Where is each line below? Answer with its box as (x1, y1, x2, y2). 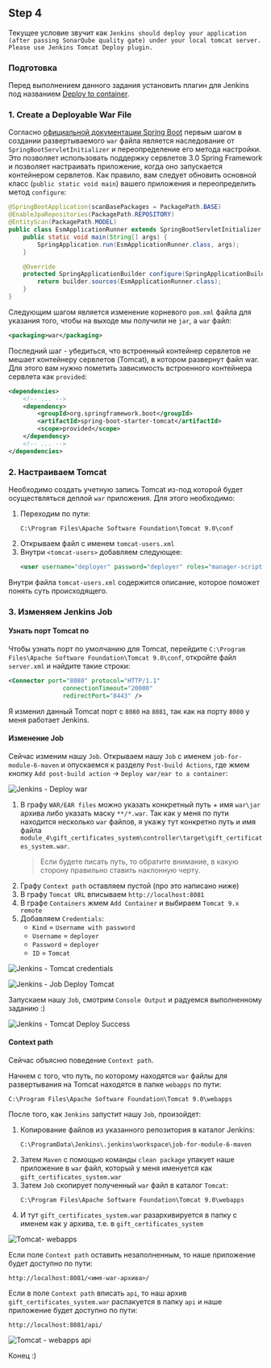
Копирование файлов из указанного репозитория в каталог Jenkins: (19, 1124, 256, 1134)
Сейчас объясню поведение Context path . (8, 1055, 154, 1065)
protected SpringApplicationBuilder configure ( (23, 270, 186, 278)
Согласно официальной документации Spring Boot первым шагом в (8, 127, 242, 137)
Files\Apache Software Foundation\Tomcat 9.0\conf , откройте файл (8, 653, 236, 662)
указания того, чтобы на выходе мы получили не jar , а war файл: (8, 315, 232, 325)
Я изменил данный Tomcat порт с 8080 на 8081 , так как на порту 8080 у (8, 706, 250, 716)
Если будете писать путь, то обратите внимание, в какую (40, 857, 239, 866)
